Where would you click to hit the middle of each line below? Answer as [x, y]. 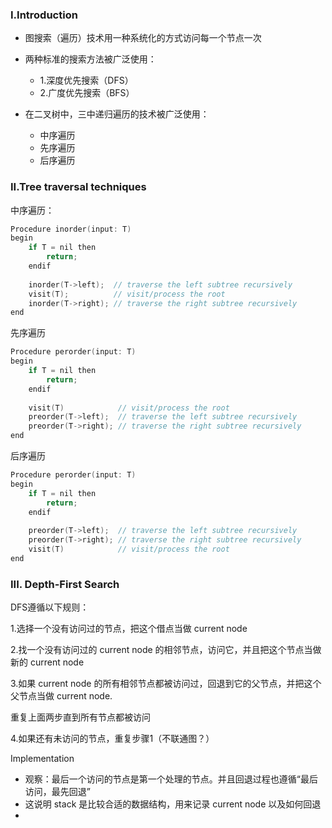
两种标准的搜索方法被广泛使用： [90, 59]
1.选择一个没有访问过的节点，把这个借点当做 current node [129, 629]
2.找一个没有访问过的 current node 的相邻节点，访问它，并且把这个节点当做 [166, 650]
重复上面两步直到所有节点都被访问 [80, 717]
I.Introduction [44, 15]
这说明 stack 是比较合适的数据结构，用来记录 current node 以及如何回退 [173, 804]
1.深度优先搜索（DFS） [86, 80]
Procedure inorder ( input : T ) [71, 229]
